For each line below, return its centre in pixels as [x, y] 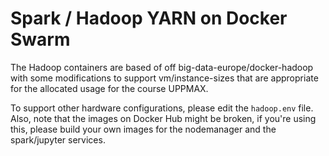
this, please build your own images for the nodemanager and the [143, 129]
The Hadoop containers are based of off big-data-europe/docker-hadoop [162, 67]
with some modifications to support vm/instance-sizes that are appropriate [164, 78]
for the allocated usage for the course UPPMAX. [109, 88]
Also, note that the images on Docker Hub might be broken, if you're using [163, 118]
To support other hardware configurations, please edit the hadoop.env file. [162, 108]
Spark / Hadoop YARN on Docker [149, 18]
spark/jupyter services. [58, 139]
